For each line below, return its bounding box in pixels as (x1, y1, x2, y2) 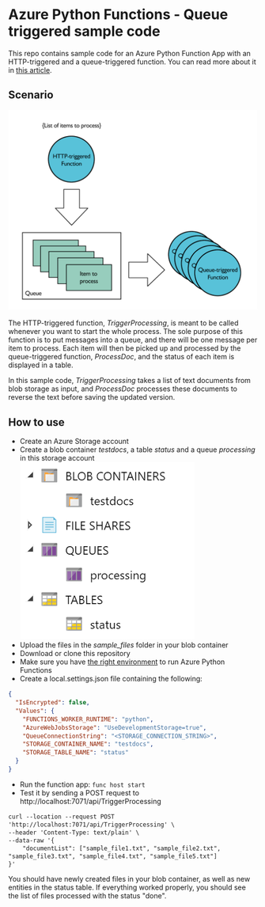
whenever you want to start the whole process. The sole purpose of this (8, 327, 244, 336)
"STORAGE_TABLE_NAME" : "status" (22, 749, 129, 757)
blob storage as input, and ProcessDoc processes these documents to (8, 384, 237, 393)
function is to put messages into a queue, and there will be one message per (8, 335, 258, 345)
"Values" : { (15, 707, 55, 715)
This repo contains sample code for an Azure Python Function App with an (8, 48, 252, 58)
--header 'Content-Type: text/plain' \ (8, 829, 140, 837)
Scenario (8, 89, 54, 102)
